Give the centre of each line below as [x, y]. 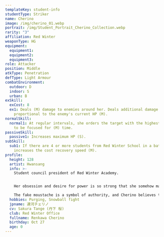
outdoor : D [20, 87]
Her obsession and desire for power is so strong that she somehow [84, 186]
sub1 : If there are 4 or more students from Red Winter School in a [81, 146]
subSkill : [15, 141]
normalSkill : [18, 118]
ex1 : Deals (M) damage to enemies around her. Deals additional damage [84, 110]
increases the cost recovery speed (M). [55, 151]
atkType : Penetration [27, 73]
